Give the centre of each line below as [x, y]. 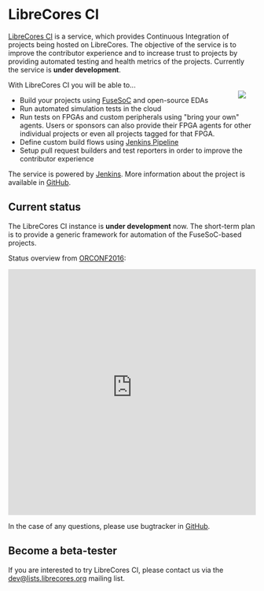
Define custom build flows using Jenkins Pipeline [99, 142]
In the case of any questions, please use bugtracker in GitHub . [109, 526]
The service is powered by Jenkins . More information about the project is [127, 174]
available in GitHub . [40, 182]
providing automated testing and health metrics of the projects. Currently [126, 61]
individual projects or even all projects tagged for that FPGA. [117, 133]
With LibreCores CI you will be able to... [72, 85]
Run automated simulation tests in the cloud [90, 109]
